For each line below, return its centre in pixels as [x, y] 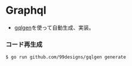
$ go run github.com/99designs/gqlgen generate [66, 57]
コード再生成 [24, 44]
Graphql [26, 10]
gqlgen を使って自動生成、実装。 [54, 27]
